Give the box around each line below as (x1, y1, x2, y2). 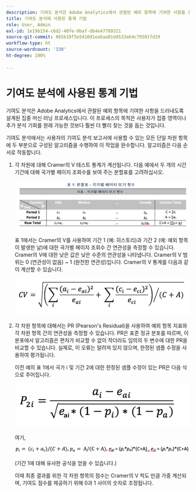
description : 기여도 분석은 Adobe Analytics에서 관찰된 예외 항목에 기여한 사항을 (6, 9, 185, 15)
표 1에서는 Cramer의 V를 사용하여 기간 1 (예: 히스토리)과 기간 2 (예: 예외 (14, 236, 178, 243)
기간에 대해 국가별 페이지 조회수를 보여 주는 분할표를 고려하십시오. (14, 168, 164, 176)
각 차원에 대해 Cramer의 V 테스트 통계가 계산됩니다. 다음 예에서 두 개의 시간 (14, 161, 187, 168)
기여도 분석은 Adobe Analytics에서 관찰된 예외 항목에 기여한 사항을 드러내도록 (6, 107, 184, 114)
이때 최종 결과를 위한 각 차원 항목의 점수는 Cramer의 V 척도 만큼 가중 (14, 472, 171, 479)
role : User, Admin (6, 22, 51, 27)
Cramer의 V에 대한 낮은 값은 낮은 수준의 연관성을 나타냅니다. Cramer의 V (14, 251, 182, 258)
